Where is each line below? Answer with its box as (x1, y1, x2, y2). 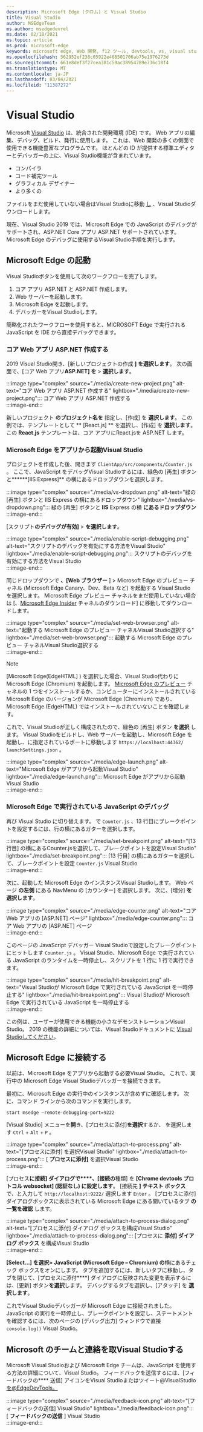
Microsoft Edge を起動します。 (14, 301, 92, 308)
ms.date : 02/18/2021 (6, 32, 59, 38)
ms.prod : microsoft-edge (6, 43, 69, 49)
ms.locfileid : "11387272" (6, 82, 71, 88)
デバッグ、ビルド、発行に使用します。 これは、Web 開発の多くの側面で (16, 136, 195, 144)
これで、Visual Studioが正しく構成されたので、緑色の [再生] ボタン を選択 (6, 724, 190, 731)
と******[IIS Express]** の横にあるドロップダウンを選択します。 (6, 476, 166, 483)
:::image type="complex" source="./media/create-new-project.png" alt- (6, 380, 185, 387)
